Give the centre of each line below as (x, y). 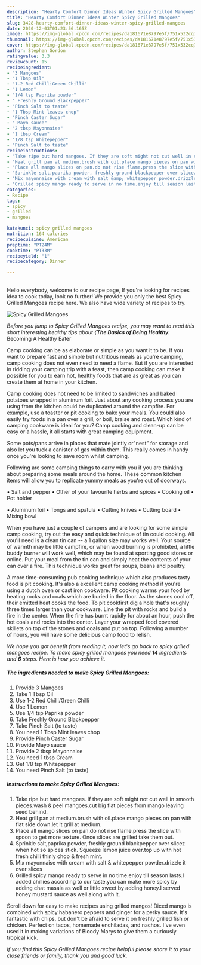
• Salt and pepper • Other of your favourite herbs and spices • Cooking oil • (101, 492)
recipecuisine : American (38, 239)
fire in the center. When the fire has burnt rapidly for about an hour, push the (101, 616)
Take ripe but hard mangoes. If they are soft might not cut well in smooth (105, 799)
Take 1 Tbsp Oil (34, 694)
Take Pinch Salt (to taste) (46, 726)
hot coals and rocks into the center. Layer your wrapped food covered (93, 622)
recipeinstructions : (33, 151)
